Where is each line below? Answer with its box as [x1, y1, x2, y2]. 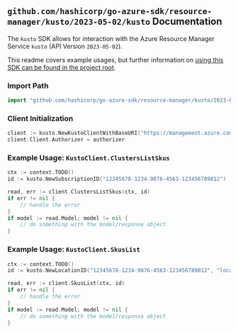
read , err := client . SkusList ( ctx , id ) [7, 280, 125, 287]
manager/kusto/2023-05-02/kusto [7, 17, 151, 28]
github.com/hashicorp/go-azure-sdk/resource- [7, 6, 212, 17]
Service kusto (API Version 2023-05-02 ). [7, 42, 123, 50]
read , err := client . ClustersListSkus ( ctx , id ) [7, 188, 151, 196]
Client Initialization [7, 113, 74, 123]
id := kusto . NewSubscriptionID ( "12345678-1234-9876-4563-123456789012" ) [7, 175, 227, 183]
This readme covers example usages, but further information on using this [7, 55, 224, 64]
